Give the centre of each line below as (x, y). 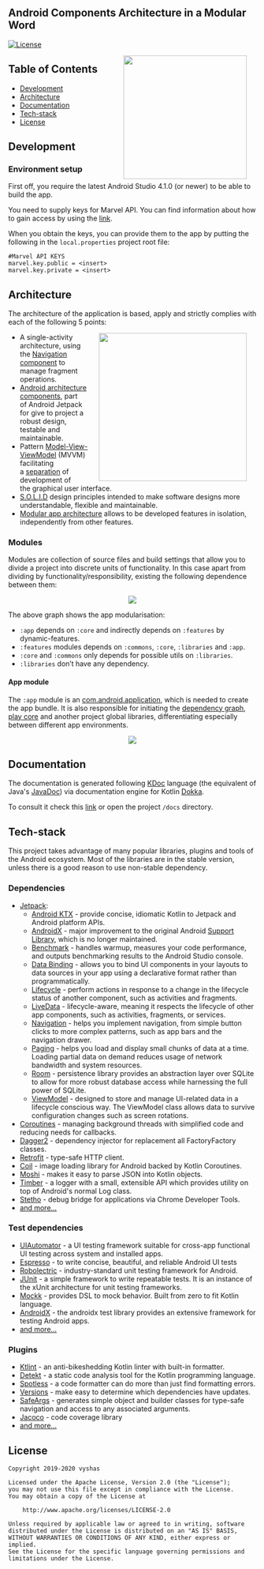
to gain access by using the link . (60, 218)
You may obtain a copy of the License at (77, 1496)
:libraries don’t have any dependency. (84, 664)
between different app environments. (68, 724)
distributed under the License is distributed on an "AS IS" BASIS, (123, 1531)
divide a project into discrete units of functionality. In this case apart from (127, 568)
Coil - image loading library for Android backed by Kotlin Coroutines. (130, 1165)
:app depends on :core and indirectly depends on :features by (122, 630)
